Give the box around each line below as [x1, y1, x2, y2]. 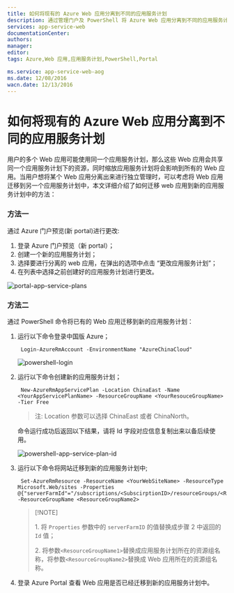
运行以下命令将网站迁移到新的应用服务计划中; [17, 463, 148, 472]
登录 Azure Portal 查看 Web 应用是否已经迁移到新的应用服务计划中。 [17, 578, 214, 587]
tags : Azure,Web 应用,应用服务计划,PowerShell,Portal [7, 56, 158, 63]
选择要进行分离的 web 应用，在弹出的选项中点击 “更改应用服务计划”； [17, 259, 217, 267]
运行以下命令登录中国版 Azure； [17, 332, 110, 340]
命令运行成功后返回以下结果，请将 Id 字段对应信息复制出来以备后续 [17, 426, 210, 435]
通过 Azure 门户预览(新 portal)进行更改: [7, 226, 120, 234]
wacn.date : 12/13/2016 [7, 81, 73, 88]
